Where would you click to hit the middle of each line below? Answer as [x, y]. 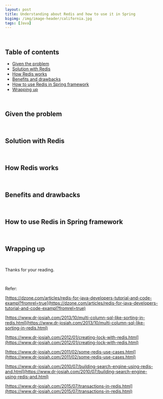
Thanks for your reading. [30, 270]
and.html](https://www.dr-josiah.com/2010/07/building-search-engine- [76, 371]
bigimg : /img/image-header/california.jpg [49, 18]
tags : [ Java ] [18, 23]
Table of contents [32, 52]
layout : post [18, 9]
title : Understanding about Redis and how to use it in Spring [70, 14]
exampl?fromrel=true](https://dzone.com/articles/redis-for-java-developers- [81, 303]
